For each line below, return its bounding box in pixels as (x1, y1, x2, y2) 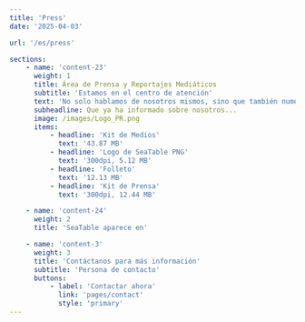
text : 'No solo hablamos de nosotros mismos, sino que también (33, 96, 279, 106)
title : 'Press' (9, 13, 67, 23)
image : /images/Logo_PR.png (33, 114, 141, 123)
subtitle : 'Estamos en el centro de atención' (33, 88, 213, 97)
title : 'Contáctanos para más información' (33, 257, 202, 266)
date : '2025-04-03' (9, 22, 84, 31)
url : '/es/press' (9, 38, 75, 47)
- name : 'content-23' (25, 63, 107, 73)
